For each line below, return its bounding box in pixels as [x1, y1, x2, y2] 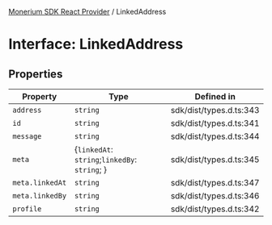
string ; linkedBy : [74, 154, 138, 165]
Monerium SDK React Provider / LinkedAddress [8, 7, 167, 16]
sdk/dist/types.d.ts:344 [170, 131, 260, 142]
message [12, 132, 42, 140]
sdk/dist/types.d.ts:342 [170, 203, 260, 215]
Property [21, 91, 57, 102]
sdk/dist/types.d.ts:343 [170, 105, 260, 115]
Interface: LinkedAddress [8, 35, 184, 53]
